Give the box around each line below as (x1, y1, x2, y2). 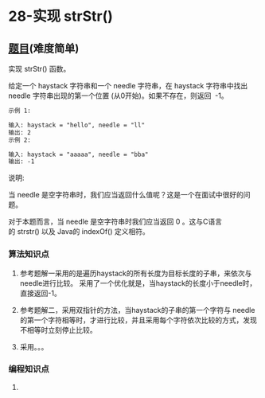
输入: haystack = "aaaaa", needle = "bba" (8, 150, 149, 158)
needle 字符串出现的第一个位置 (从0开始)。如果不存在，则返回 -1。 (8, 91, 228, 100)
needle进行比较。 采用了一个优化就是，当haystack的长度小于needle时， (19, 278, 257, 287)
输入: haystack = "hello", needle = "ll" (8, 121, 146, 129)
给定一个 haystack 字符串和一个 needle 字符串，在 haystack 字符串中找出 (8, 81, 248, 90)
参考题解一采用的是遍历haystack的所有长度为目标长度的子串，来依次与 (19, 268, 252, 278)
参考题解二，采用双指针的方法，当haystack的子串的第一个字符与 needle (19, 305, 255, 314)
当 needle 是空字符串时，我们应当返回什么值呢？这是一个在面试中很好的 (8, 190, 244, 200)
